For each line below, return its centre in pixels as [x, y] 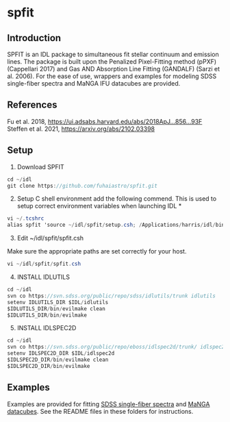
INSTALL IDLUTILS [43, 277]
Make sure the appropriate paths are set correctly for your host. [97, 251]
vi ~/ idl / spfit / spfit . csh [44, 264]
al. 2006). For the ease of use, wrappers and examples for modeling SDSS [112, 76]
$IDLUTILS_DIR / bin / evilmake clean [56, 309]
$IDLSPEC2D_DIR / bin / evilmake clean [58, 360]
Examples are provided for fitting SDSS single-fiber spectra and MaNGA [108, 404]
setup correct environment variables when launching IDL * [99, 206]
